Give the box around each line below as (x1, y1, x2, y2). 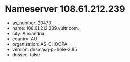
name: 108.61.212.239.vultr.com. (12, 25, 79, 31)
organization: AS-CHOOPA (12, 41, 68, 47)
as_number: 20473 (12, 20, 51, 26)
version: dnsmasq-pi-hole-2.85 (12, 46, 77, 52)
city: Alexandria (12, 30, 45, 36)
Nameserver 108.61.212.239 (5, 3, 125, 15)
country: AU (12, 36, 37, 42)
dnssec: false (12, 51, 40, 58)
